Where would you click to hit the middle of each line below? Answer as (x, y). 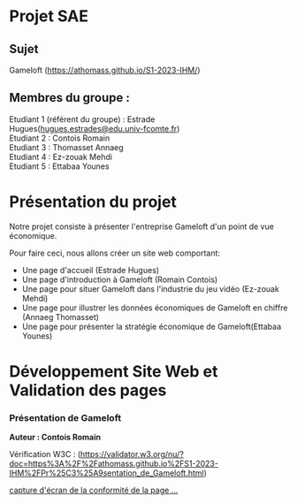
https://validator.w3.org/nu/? (132, 454)
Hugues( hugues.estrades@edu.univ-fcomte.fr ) (95, 128)
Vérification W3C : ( (45, 454)
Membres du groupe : (70, 98)
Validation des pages (88, 390)
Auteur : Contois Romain (55, 437)
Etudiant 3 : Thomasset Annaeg (66, 147)
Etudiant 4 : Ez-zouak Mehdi (61, 157)
